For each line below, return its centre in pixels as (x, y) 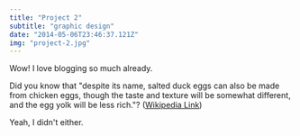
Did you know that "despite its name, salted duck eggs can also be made (145, 86)
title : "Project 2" (46, 18)
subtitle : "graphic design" (62, 26)
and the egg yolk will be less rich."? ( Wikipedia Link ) (106, 105)
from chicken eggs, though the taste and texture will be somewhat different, (150, 95)
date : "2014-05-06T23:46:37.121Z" (74, 34)
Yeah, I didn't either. (46, 122)
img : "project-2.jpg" (50, 43)
